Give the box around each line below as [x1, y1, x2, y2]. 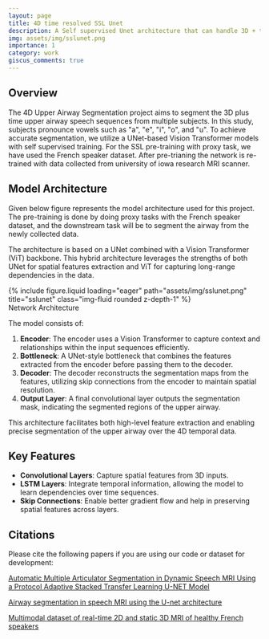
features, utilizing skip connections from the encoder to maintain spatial [19, 376, 257, 386]
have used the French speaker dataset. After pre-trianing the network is [8, 150, 246, 160]
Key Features [8, 449, 76, 462]
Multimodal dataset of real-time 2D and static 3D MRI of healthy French [8, 613, 244, 623]
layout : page [8, 11, 52, 20]
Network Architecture [8, 303, 80, 312]
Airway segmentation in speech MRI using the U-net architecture [8, 597, 223, 607]
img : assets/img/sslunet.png [8, 34, 106, 43]
